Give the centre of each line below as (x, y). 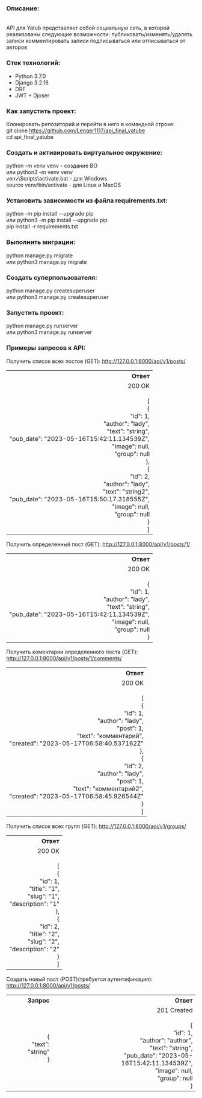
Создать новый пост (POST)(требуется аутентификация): (80, 979)
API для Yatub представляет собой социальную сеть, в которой (88, 28)
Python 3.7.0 (30, 76)
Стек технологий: (33, 63)
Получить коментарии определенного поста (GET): (72, 652)
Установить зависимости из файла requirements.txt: (87, 201)
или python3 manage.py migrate (47, 262)
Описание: (23, 8)
